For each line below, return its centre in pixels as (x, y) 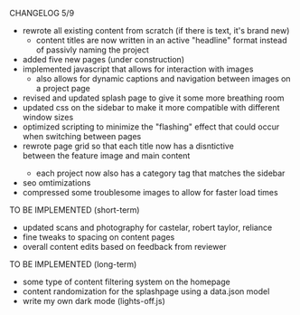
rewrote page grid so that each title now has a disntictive (128, 146)
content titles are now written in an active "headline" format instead (161, 40)
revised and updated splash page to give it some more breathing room (153, 98)
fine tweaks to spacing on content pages (98, 237)
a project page (63, 88)
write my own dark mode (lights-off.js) (94, 301)
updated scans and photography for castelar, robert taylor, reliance (147, 227)
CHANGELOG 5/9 (42, 13)
